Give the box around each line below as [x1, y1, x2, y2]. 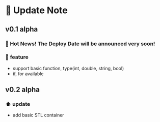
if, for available [12, 71, 44, 77]
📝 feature [5, 53, 29, 60]
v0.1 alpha [5, 25, 38, 34]
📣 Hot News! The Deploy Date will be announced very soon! [5, 40, 155, 47]
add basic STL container [12, 112, 65, 118]
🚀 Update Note [5, 5, 68, 16]
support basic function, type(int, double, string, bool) [12, 65, 124, 71]
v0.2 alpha [5, 85, 40, 94]
